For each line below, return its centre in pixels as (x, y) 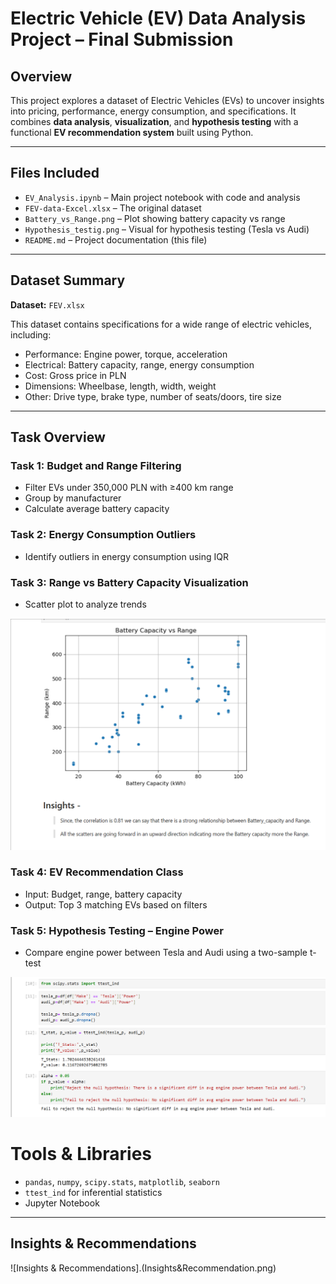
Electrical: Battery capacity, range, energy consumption (139, 364)
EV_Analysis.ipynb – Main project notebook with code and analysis (162, 197)
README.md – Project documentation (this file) (116, 239)
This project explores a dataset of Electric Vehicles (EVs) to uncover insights (167, 100)
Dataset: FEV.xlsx (47, 304)
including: (31, 334)
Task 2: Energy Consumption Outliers (103, 535)
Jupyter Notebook (62, 1203)
